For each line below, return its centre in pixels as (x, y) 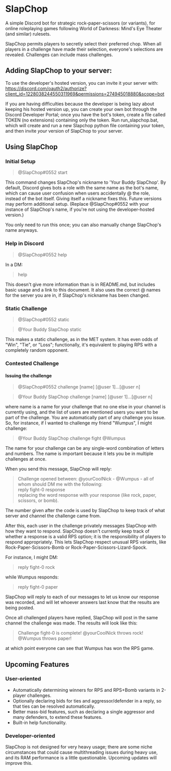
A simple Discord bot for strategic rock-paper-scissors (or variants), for (80, 23)
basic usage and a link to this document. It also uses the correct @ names (83, 290)
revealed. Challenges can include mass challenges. (59, 55)
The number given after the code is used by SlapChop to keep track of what (85, 511)
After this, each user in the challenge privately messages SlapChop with (81, 526)
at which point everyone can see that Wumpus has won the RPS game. (80, 648)
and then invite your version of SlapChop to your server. (64, 131)
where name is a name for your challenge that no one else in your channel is (86, 407)
